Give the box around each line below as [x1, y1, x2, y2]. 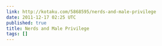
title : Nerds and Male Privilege [6, 25, 90, 32]
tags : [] [6, 31, 28, 37]
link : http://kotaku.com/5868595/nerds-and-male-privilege [6, 8, 157, 15]
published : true [6, 20, 47, 26]
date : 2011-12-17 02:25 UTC [6, 14, 77, 20]
